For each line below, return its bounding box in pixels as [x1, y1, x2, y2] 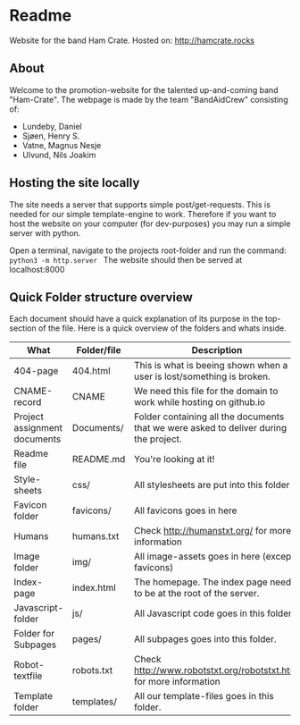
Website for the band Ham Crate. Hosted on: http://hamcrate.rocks [9, 35, 254, 46]
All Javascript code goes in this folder [133, 607, 292, 620]
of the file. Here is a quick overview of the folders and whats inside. [38, 323, 287, 333]
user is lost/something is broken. [133, 370, 271, 383]
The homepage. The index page [133, 576, 268, 588]
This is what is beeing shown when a [133, 359, 288, 372]
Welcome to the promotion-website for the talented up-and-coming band [9, 84, 279, 95]
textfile [13, 670, 43, 682]
